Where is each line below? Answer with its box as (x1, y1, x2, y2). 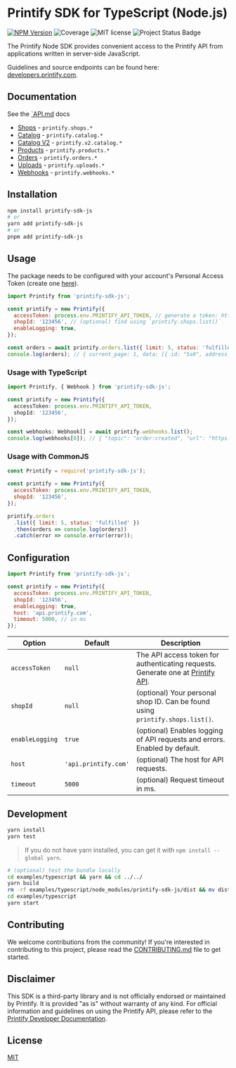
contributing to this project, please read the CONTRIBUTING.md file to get (7, 945, 221, 953)
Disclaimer (7, 973, 55, 985)
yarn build (7, 880, 39, 887)
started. (7, 953, 30, 961)
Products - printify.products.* (17, 146, 110, 154)
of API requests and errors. (136, 734, 225, 744)
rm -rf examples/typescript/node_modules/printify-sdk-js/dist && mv (7, 886, 216, 893)
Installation (7, 189, 58, 201)
